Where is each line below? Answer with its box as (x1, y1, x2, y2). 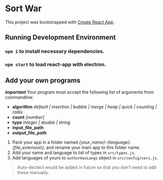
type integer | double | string (12, 119, 70, 125)
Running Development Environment (5, 33, 116, 42)
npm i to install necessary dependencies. (5, 48, 105, 55)
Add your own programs (5, 76, 81, 85)
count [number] (12, 114, 45, 120)
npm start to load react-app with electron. (5, 61, 106, 68)
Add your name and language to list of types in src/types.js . (12, 150, 136, 156)
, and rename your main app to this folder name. (44, 144, 141, 150)
